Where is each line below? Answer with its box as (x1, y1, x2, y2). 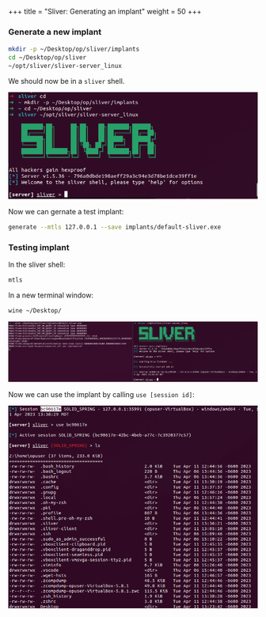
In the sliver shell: (8, 260, 66, 270)
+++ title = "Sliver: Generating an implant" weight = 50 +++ (8, 7, 202, 16)
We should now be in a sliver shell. (8, 76, 125, 85)
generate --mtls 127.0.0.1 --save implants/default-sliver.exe (8, 223, 222, 232)
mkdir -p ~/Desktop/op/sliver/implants (8, 45, 140, 54)
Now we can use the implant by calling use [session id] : (8, 389, 196, 399)
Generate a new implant (8, 26, 101, 37)
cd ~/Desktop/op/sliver (8, 54, 87, 62)
